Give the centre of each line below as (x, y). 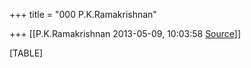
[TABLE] (26, 53)
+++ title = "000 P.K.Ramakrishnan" (83, 14)
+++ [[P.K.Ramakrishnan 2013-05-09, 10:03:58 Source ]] (125, 33)
